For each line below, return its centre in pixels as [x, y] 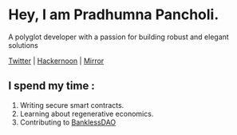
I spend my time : [52, 86]
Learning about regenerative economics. [87, 113]
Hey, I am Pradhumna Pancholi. [114, 15]
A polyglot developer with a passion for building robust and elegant [118, 37]
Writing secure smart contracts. [72, 105]
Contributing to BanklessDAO [68, 122]
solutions [23, 45]
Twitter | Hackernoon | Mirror [56, 61]
